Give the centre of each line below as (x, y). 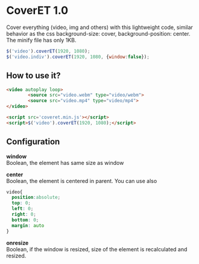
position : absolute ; (36, 198)
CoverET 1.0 (37, 11)
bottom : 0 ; (25, 220)
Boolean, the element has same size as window (65, 163)
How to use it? (33, 76)
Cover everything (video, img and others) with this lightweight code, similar (99, 27)
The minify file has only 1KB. (41, 40)
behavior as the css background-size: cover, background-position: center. (98, 33)
